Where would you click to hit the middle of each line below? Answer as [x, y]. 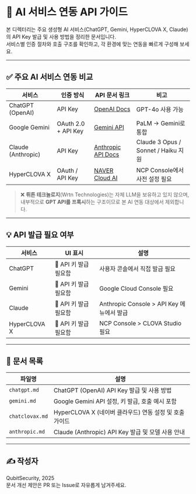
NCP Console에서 [160, 170]
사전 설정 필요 [154, 179]
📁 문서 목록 [25, 361]
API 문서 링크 [113, 95]
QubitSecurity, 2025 [30, 478]
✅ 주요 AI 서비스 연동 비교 [50, 77]
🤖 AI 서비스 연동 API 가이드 [67, 12]
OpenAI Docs [112, 109]
